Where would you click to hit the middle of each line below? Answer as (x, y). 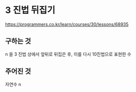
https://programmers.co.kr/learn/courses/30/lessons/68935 (67, 24)
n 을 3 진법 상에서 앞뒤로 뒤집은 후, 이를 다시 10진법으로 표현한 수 (68, 54)
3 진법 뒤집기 (30, 10)
